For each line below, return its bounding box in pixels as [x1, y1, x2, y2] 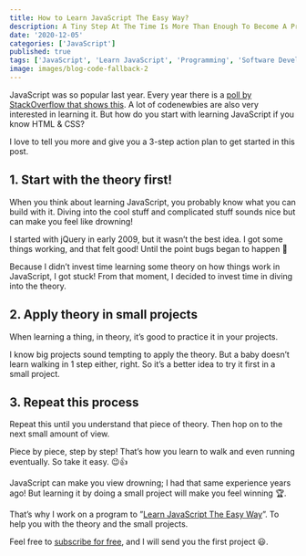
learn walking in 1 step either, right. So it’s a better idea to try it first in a [9, 358, 276, 370]
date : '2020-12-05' [9, 30, 84, 39]
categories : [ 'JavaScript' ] [9, 38, 117, 48]
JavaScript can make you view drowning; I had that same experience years [9, 477, 291, 488]
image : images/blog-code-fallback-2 [9, 65, 148, 74]
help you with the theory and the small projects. [9, 519, 189, 530]
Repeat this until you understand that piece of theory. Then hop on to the [9, 419, 283, 430]
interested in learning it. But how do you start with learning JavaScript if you [9, 109, 294, 120]
